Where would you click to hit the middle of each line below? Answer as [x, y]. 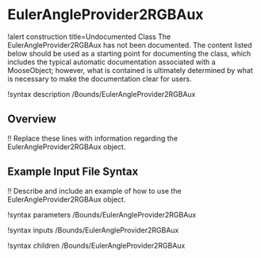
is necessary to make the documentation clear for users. [100, 79]
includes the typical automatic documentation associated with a [111, 62]
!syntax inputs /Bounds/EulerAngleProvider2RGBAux [93, 230]
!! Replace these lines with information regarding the [93, 138]
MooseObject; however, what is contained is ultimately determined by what [130, 70]
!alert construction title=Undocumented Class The [89, 37]
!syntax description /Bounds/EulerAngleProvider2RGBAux [102, 94]
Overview [32, 119]
